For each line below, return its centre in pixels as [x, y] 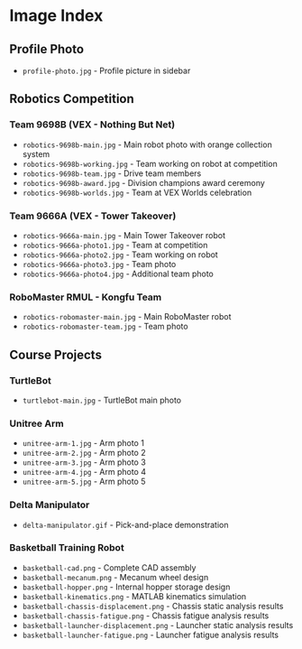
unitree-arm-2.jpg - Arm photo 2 [84, 453]
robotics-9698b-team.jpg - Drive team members [112, 173]
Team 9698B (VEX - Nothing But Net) [92, 125]
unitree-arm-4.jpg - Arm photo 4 [84, 472]
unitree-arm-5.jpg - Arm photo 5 [84, 482]
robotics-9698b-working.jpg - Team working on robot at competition [150, 163]
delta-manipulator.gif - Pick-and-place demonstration [125, 524]
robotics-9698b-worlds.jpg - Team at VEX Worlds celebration [137, 192]
